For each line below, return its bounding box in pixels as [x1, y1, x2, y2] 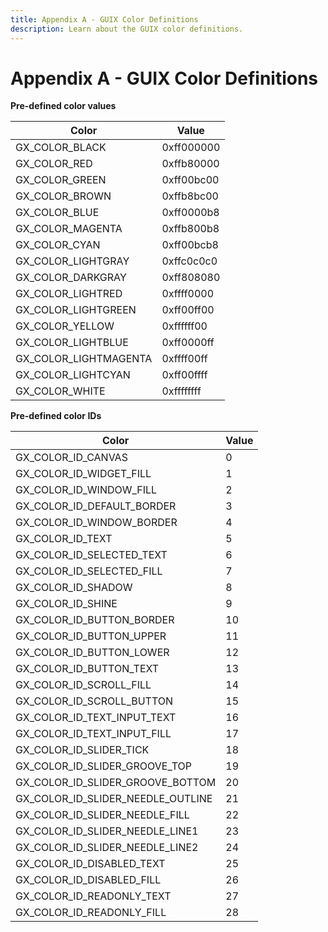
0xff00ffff [161, 368, 208, 382]
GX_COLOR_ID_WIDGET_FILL [15, 467, 152, 481]
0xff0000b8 [161, 206, 220, 220]
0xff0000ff [161, 336, 215, 350]
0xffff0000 [161, 287, 215, 301]
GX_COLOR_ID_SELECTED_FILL [15, 564, 163, 578]
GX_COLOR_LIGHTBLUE [15, 336, 129, 350]
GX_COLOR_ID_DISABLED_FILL [15, 873, 162, 887]
